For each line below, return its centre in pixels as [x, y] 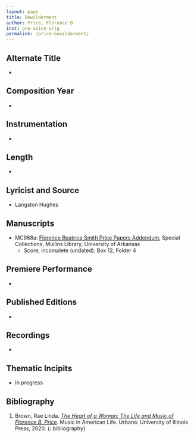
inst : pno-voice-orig [33, 28]
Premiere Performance [49, 269]
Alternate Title [34, 58]
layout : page [22, 12]
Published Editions [42, 302]
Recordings [28, 335]
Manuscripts [30, 223]
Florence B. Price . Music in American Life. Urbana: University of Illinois [101, 422]
